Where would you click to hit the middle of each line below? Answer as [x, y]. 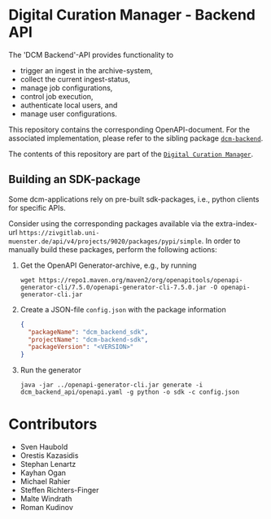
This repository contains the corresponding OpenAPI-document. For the [129, 129]
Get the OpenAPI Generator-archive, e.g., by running [108, 265]
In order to [223, 241]
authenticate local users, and [69, 105]
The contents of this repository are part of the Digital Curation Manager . [131, 154]
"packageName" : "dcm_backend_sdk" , [88, 332]
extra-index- [236, 223]
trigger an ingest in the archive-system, [86, 70]
